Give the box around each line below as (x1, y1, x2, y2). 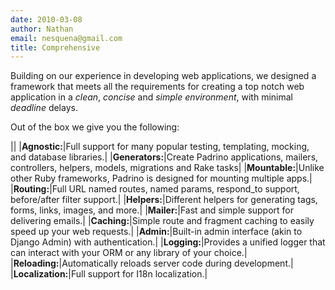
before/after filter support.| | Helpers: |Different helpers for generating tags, (10, 194, 318, 206)
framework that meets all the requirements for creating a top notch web (10, 81, 305, 93)
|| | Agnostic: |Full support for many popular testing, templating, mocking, (10, 141, 310, 153)
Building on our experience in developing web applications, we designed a (10, 70, 317, 82)
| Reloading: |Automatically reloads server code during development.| (10, 257, 294, 270)
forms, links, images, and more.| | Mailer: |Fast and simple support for (10, 204, 295, 216)
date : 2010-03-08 (10, 14, 83, 25)
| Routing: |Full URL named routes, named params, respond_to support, (10, 183, 300, 195)
